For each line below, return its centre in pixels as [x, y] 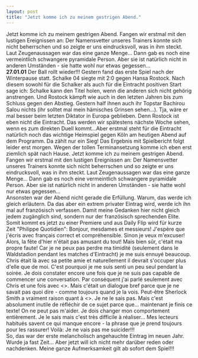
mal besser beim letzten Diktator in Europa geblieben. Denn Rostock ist [92, 115]
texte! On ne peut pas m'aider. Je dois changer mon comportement [88, 311]
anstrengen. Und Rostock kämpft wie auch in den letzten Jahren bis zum [95, 97]
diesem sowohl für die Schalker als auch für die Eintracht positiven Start [94, 84]
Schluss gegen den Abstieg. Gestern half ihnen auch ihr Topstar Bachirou [95, 103]
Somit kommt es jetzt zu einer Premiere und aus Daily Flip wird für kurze [94, 222]
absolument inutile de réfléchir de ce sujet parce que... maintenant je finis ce [99, 304]
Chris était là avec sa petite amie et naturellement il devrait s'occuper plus [96, 260]
